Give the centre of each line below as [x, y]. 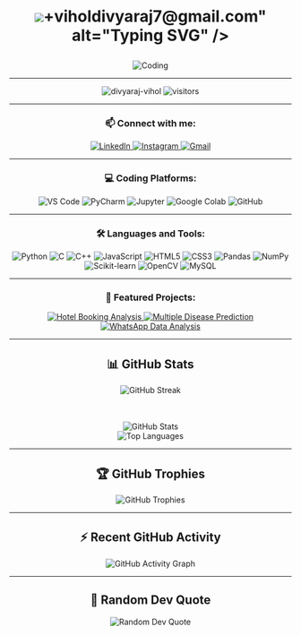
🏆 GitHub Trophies [150, 473]
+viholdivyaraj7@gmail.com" [155, 17]
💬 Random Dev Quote [150, 601]
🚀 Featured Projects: [150, 297]
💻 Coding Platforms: [150, 178]
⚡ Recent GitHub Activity [150, 538]
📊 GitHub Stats [150, 364]
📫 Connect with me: [150, 124]
